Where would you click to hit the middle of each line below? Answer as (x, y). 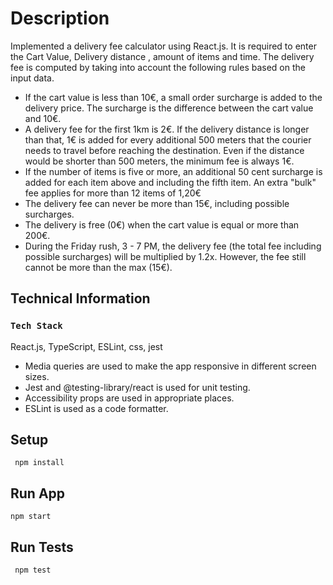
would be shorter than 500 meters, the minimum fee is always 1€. (159, 161)
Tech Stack (36, 326)
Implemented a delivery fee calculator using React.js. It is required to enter (163, 46)
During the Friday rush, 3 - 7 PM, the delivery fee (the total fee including (173, 246)
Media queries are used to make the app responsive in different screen (170, 366)
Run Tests (42, 547)
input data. (32, 78)
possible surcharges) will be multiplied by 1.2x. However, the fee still (165, 256)
